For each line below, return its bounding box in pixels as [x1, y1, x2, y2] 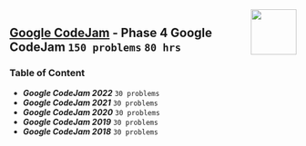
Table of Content [9, 67, 86, 80]
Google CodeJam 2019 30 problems [22, 116, 158, 127]
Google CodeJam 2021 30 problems [22, 97, 158, 108]
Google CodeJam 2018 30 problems [22, 126, 158, 137]
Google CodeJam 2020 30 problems [22, 106, 161, 117]
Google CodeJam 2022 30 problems [22, 87, 160, 98]
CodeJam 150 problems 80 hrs [9, 40, 182, 55]
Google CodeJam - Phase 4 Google [9, 25, 212, 41]
